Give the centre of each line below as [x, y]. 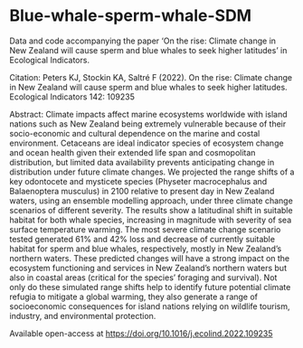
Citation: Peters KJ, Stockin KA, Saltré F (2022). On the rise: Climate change [151, 77]
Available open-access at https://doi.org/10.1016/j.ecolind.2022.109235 [141, 333]
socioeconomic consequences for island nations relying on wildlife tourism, [150, 306]
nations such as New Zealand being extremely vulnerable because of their [148, 124]
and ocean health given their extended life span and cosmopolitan [133, 152]
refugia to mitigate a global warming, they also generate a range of [134, 296]
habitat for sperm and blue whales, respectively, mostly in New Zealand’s [146, 249]
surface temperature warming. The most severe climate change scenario [145, 229]
